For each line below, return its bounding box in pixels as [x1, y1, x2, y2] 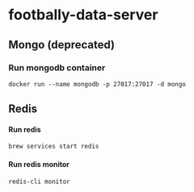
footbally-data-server [8, 6, 158, 24]
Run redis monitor [8, 160, 70, 169]
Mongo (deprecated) [8, 38, 116, 52]
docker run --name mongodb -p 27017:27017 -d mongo [8, 80, 186, 88]
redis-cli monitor [8, 177, 70, 186]
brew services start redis [8, 143, 99, 151]
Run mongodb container [8, 62, 106, 73]
